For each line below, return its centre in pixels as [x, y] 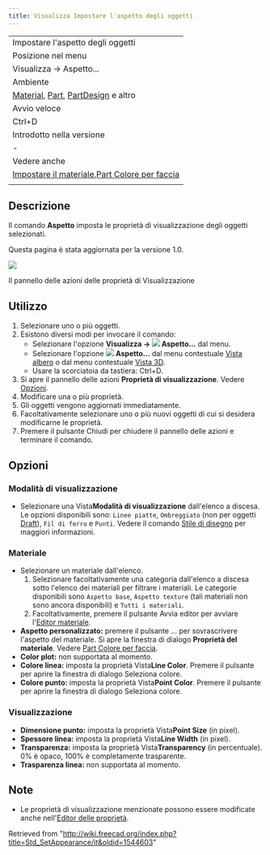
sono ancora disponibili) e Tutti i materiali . [108, 605]
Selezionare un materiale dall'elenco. [82, 571]
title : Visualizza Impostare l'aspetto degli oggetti [101, 16]
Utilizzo [28, 306]
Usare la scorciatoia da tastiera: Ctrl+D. [97, 371]
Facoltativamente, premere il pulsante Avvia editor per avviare [135, 614]
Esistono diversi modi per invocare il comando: [98, 334]
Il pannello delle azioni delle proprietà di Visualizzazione [102, 281]
